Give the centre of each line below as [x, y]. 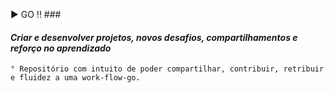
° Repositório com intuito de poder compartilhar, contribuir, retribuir [167, 69]
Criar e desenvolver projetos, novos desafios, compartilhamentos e [154, 37]
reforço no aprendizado [61, 48]
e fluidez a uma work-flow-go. [75, 78]
